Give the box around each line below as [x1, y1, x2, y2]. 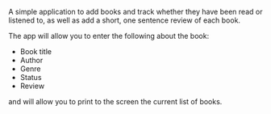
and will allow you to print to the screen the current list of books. [8, 97, 223, 106]
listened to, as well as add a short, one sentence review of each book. [8, 15, 240, 25]
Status [19, 73, 42, 82]
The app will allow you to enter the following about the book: [8, 32, 210, 40]
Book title [19, 47, 52, 56]
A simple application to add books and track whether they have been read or [8, 7, 263, 16]
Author [19, 56, 44, 65]
